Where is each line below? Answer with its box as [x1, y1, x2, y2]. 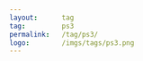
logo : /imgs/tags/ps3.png [9, 38, 135, 48]
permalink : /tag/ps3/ [9, 30, 99, 39]
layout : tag [9, 13, 75, 22]
